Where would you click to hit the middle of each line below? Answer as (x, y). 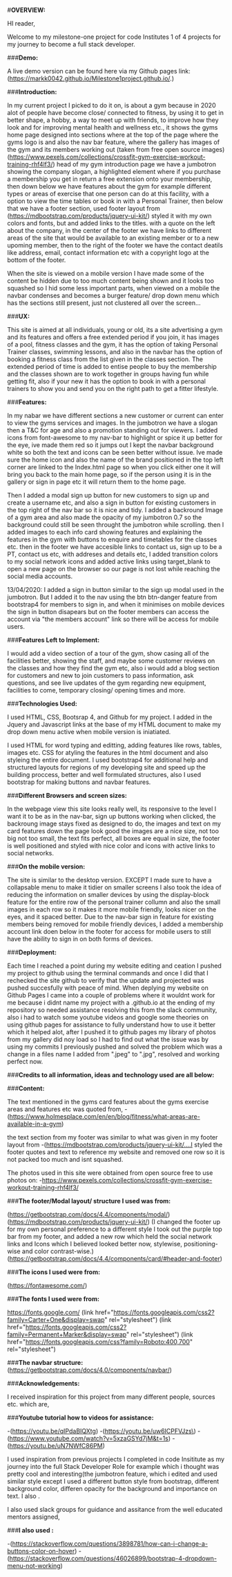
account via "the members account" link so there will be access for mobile (113, 619)
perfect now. (25, 1061)
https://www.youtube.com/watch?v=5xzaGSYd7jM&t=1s (89, 1438)
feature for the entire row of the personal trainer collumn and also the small (114, 902)
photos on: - (25, 1180)
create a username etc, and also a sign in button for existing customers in (112, 503)
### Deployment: (32, 952)
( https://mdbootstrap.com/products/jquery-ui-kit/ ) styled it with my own (109, 216)
